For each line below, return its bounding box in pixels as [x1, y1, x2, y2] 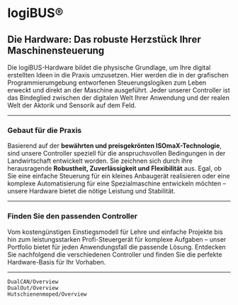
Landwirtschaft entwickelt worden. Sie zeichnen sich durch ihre [7, 156, 193, 165]
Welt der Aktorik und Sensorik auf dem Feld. [7, 101, 137, 109]
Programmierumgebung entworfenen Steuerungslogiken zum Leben [7, 78, 207, 87]
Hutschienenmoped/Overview [7, 290, 87, 298]
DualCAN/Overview [7, 278, 59, 285]
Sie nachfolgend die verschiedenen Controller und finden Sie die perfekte [7, 250, 222, 259]
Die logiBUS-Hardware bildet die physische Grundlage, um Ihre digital [7, 63, 211, 72]
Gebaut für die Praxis [7, 125, 82, 135]
